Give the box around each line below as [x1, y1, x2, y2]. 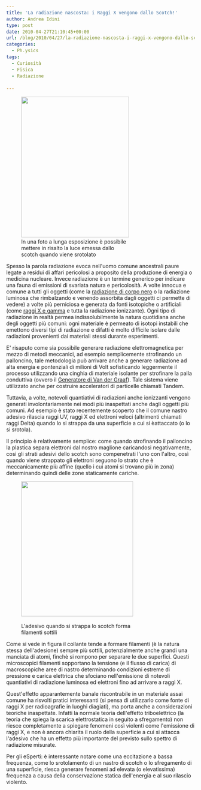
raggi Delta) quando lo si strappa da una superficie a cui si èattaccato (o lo [6, 420, 190, 427]
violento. [6, 779, 28, 786]
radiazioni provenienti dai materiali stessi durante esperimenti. [6, 333, 160, 340]
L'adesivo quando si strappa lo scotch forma [21, 623, 130, 630]
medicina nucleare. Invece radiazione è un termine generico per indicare [6, 275, 185, 283]
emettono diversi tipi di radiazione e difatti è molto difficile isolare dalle [6, 326, 181, 334]
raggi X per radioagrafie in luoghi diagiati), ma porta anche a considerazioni [6, 703, 193, 710]
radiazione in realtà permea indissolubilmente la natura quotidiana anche [6, 314, 185, 321]
